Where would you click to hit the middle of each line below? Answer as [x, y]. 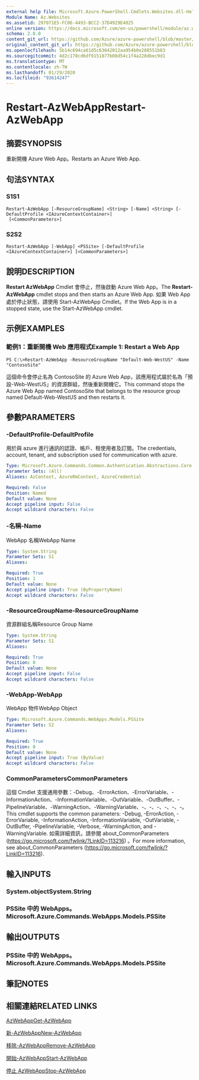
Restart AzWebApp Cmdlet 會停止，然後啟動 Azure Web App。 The [88, 286]
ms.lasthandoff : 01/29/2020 [41, 73]
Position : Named [26, 493]
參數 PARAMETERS [41, 417]
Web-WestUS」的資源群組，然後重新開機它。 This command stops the [99, 384]
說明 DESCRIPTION [41, 271]
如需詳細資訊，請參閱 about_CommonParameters [109, 833]
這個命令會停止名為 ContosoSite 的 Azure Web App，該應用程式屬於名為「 [97, 377]
